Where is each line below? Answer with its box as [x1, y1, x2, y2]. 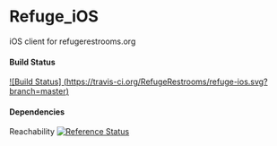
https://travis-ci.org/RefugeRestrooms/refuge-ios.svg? [65, 76, 268, 87]
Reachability [9, 126, 56, 137]
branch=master [9, 86, 66, 97]
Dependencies [9, 106, 65, 117]
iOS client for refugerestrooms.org [9, 36, 136, 47]
